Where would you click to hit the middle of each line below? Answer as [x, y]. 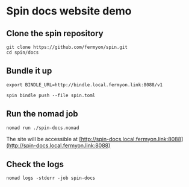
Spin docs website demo [69, 11]
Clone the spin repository [55, 33]
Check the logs [35, 164]
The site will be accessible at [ [44, 139]
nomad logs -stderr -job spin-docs [51, 178]
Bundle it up [29, 71]
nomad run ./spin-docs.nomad [43, 128]
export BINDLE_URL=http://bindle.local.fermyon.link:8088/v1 [85, 85]
